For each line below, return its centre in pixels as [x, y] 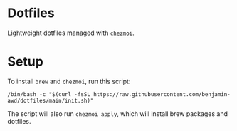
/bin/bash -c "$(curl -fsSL [49, 94]
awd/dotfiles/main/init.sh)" [51, 100]
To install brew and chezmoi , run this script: [69, 81]
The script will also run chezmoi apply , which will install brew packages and [118, 114]
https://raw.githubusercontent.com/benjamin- [162, 94]
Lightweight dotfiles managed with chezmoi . [71, 33]
